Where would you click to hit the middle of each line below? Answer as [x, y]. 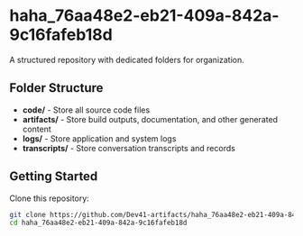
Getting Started [54, 177]
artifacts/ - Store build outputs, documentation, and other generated [150, 119]
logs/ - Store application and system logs [99, 138]
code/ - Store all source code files [86, 110]
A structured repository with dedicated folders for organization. [127, 59]
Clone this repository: [50, 198]
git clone [28, 214]
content [37, 129]
